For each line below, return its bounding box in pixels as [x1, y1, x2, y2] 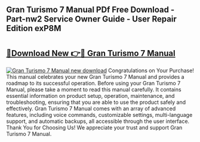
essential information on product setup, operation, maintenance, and [6, 92, 175, 99]
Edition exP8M [6, 23, 61, 33]
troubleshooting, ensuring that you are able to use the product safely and [6, 98, 186, 106]
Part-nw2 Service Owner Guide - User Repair [6, 14, 177, 24]
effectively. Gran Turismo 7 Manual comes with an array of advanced [6, 105, 176, 112]
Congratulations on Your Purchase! [108, 67, 194, 74]
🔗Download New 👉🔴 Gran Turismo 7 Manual [6, 48, 176, 58]
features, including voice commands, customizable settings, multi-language [6, 112, 193, 118]
